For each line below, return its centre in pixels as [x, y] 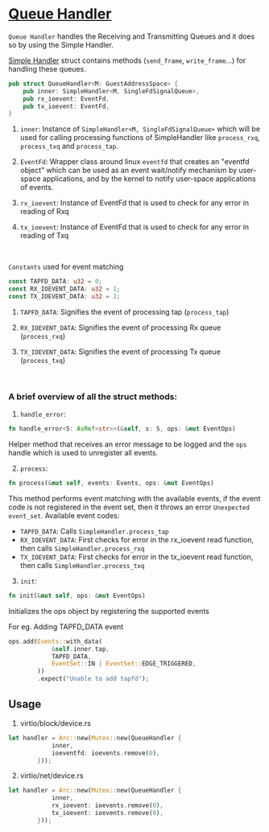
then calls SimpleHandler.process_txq [82, 565]
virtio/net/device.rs [52, 776]
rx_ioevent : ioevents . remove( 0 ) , [107, 805]
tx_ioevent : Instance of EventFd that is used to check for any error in [134, 227]
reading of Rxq [45, 212]
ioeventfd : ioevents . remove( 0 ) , [106, 753]
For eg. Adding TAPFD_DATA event [66, 626]
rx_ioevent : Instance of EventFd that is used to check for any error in [134, 203]
